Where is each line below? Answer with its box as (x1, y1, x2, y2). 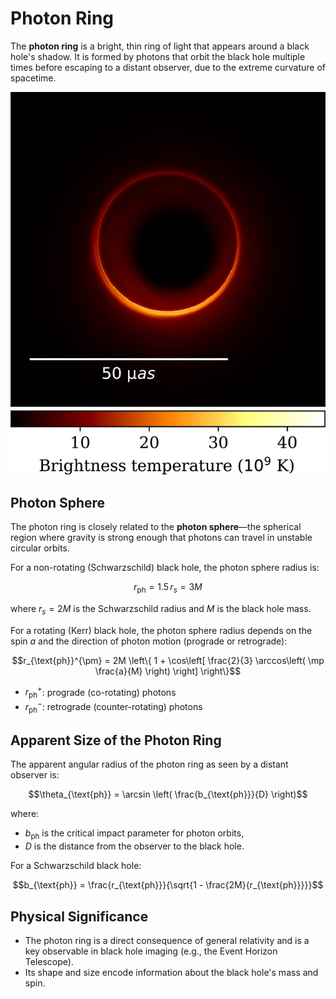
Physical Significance (10, 908, 149, 925)
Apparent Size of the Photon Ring (10, 732, 222, 749)
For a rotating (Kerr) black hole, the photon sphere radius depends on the (10, 624, 313, 636)
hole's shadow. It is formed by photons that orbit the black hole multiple (10, 50, 306, 62)
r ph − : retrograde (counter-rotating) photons (24, 699, 203, 715)
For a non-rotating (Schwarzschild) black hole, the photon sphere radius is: (10, 562, 320, 574)
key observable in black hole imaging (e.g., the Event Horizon (24, 945, 278, 957)
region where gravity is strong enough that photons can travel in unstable (10, 532, 313, 544)
